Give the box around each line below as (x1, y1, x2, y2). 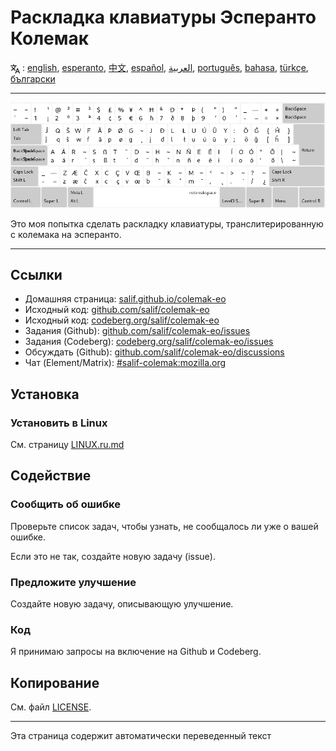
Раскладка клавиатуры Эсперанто (10, 6, 317, 29)
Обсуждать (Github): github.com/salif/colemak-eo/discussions (24, 346, 285, 358)
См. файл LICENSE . (10, 701, 92, 713)
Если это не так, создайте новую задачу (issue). (10, 550, 216, 562)
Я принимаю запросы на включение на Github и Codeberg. (10, 646, 262, 658)
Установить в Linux (10, 416, 108, 430)
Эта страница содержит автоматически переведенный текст (10, 730, 272, 742)
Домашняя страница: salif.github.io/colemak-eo (24, 293, 227, 305)
